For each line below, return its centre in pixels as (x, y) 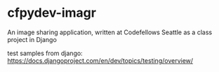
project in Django (32, 39)
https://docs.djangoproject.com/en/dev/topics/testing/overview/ (100, 60)
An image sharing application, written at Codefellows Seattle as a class (110, 32)
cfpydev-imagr (52, 13)
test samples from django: (45, 53)
